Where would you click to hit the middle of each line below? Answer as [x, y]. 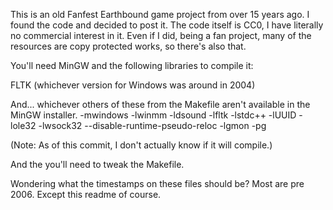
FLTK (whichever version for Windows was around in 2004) [133, 85]
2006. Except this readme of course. [86, 194]
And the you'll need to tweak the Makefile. [97, 164]
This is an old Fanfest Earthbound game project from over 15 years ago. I [160, 14]
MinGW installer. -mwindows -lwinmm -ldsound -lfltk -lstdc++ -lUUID [153, 115]
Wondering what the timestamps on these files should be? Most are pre [157, 183]
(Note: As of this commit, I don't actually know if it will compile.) [141, 145]
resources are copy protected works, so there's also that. [128, 46]
